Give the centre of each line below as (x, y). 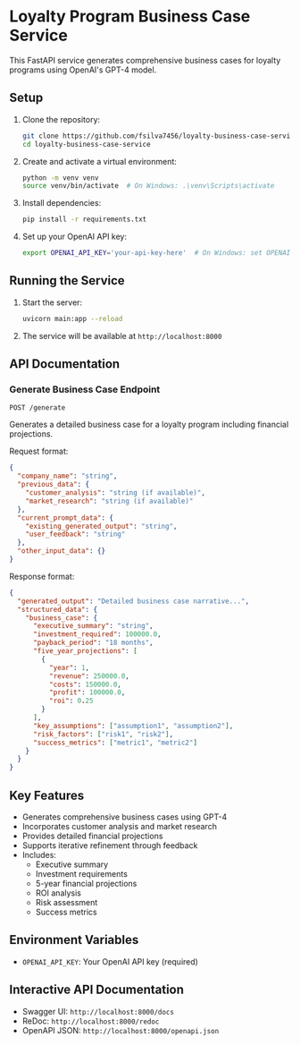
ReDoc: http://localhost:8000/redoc (91, 1021)
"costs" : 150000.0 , (85, 684)
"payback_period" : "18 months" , (93, 643)
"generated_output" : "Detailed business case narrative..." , (133, 601)
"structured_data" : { (58, 609)
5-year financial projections (86, 883)
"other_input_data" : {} (61, 551)
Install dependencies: (62, 203)
